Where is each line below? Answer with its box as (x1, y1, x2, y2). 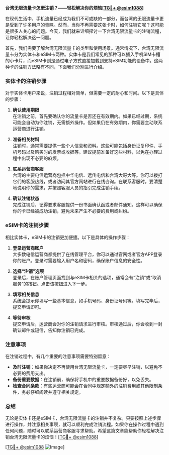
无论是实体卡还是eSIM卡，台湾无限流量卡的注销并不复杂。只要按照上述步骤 (5, 415, 161, 421)
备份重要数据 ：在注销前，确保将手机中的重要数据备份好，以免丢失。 (12, 376, 154, 382)
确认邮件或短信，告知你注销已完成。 (12, 327, 88, 333)
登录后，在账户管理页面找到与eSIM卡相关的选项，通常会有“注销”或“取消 (12, 274, 161, 280)
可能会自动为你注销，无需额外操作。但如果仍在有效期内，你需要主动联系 (12, 120, 162, 126)
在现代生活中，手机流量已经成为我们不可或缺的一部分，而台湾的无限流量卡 (5, 16, 159, 22)
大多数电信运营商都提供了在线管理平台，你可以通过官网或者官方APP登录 (12, 251, 162, 257)
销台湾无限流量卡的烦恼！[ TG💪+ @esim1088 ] (5, 434, 99, 440)
